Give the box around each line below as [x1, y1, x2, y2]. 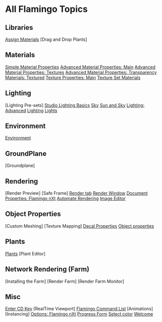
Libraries [5, 23, 33, 32]
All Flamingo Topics [5, 3, 88, 15]
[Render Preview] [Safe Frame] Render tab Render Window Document [5, 190, 148, 196]
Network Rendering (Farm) [5, 265, 90, 274]
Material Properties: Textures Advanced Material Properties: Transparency [5, 69, 157, 75]
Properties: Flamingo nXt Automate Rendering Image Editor [5, 195, 126, 202]
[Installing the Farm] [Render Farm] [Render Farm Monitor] [5, 278, 125, 284]
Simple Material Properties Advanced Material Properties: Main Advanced [5, 64, 156, 70]
